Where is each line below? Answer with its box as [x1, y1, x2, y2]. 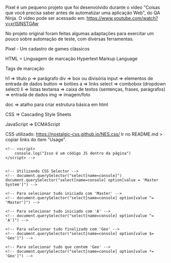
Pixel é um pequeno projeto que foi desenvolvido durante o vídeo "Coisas [5, 5, 160, 10]
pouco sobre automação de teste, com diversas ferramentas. [5, 36, 134, 42]
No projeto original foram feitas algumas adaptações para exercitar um [5, 31, 154, 36]
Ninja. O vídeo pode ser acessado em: [5, 15, 86, 21]
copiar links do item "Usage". [5, 137, 66, 142]
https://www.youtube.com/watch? [86, 15, 158, 21]
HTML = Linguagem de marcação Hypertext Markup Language [5, 56, 138, 62]
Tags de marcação [5, 66, 45, 71]
